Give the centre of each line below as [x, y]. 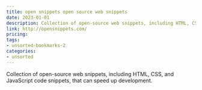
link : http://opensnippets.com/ [47, 29]
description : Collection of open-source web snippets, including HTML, [98, 23]
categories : [21, 51]
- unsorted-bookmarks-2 [36, 46]
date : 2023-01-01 [28, 18]
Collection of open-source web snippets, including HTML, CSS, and [90, 74]
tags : [13, 40]
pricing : [17, 34]
